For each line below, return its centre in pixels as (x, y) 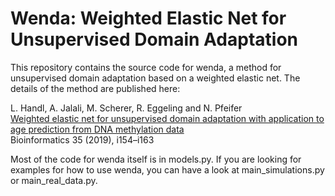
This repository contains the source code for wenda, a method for (146, 67)
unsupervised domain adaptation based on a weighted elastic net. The (155, 78)
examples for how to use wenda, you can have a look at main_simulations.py (167, 169)
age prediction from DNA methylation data (97, 129)
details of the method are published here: (95, 88)
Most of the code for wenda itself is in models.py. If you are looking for (156, 159)
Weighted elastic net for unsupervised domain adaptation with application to (167, 118)
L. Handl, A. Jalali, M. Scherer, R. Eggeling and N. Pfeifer (126, 108)
